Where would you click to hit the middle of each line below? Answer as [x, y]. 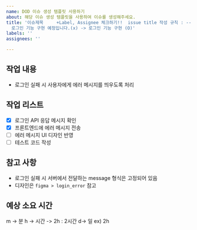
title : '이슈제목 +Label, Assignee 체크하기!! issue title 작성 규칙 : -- [99, 22]
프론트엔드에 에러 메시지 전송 [48, 128]
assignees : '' [24, 39]
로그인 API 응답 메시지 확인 [45, 120]
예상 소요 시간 [29, 206]
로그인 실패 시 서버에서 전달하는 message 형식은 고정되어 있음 [86, 178]
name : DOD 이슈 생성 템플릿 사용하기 [46, 11]
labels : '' [19, 34]
